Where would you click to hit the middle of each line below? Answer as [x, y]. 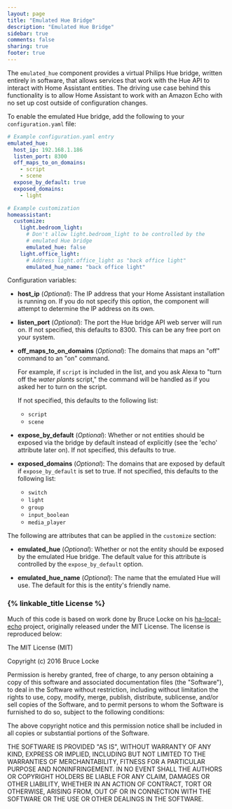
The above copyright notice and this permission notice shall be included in [115, 725]
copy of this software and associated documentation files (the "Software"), [116, 682]
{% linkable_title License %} [56, 603]
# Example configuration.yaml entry [61, 137]
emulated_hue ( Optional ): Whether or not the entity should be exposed [121, 549]
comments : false [31, 40]
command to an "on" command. [63, 358]
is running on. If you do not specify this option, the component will [113, 301]
